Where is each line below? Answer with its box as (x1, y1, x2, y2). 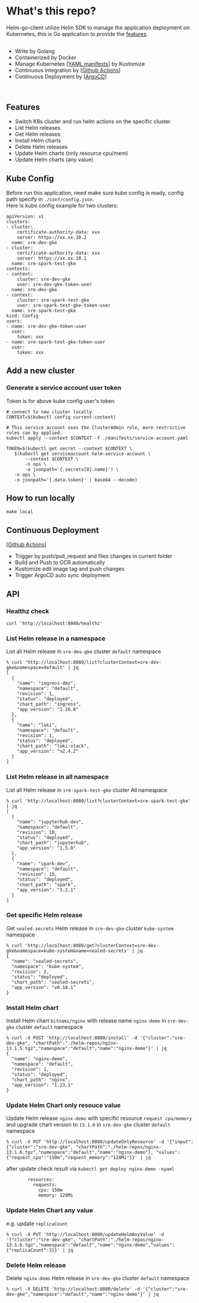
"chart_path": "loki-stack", (17, 743, 90, 749)
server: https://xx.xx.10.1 (17, 255, 87, 261)
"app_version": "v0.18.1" (11, 984, 76, 990)
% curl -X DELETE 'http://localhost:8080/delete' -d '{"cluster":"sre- (6, 1286, 188, 1292)
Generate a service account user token (6, 384, 121, 392)
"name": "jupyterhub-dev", (17, 819, 84, 825)
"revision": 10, (17, 829, 58, 835)
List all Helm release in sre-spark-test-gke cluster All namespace (6, 786, 167, 794)
